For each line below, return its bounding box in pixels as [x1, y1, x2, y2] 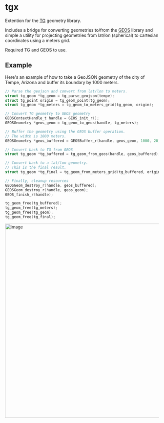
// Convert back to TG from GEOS [5, 147, 73, 152]
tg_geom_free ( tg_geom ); [5, 210, 54, 215]
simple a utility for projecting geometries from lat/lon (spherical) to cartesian [5, 32, 159, 38]
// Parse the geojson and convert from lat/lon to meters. [5, 89, 128, 94]
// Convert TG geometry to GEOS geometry [5, 111, 91, 116]
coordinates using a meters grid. [5, 37, 71, 43]
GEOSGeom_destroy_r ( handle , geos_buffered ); [5, 183, 97, 188]
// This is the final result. [5, 165, 67, 170]
